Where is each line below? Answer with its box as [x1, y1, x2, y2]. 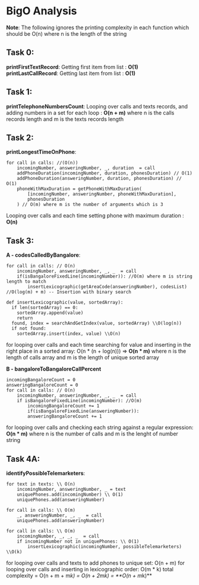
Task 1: [6, 87, 33, 97]
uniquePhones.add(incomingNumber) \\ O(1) [17, 491, 124, 497]
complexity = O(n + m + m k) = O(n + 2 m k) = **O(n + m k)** [6, 572, 153, 579]
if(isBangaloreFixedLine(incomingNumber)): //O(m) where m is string [17, 273, 193, 279]
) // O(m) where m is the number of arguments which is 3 [17, 201, 163, 208]
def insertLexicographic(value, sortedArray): [6, 300, 124, 306]
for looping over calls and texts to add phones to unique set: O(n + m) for [6, 559, 185, 567]
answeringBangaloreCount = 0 [6, 382, 78, 388]
